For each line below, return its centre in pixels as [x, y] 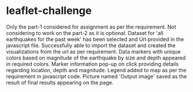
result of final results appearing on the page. [60, 82]
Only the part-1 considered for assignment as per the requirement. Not [91, 27]
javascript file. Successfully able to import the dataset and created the [91, 45]
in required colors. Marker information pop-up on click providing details [92, 64]
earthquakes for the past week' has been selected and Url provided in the [95, 39]
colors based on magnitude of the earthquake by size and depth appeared [96, 58]
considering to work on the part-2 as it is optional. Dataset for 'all [85, 33]
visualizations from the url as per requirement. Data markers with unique [93, 51]
